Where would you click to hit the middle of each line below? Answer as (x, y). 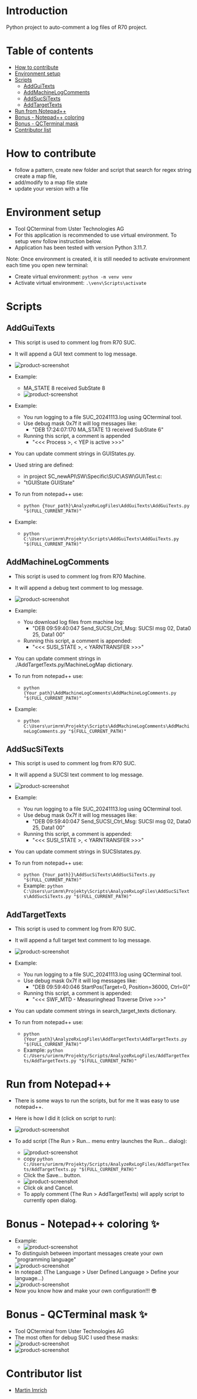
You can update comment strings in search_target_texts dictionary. (96, 1011)
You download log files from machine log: (74, 622)
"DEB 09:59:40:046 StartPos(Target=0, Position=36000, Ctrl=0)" (111, 987)
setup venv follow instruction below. (58, 241)
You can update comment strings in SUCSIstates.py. (78, 852)
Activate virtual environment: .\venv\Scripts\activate (81, 283)
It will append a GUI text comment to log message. (76, 354)
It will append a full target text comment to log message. (83, 941)
